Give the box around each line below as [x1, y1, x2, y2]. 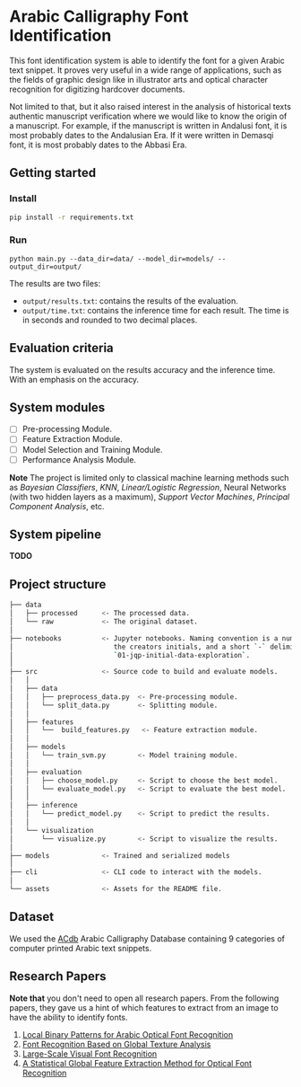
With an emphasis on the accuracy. [9, 374, 140, 384]
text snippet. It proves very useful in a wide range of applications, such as [9, 65, 282, 75]
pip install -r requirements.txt [9, 213, 134, 222]
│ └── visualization [9, 826, 94, 835]
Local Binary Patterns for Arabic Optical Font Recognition [21, 1029, 234, 1039]
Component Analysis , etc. [9, 500, 105, 511]
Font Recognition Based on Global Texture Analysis [21, 1038, 211, 1049]
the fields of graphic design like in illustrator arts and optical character [9, 74, 269, 84]
